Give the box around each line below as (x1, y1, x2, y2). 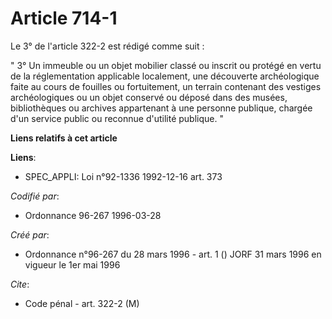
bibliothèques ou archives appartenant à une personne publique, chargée (10, 102, 313, 114)
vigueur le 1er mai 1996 (24, 258, 121, 271)
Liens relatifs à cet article (10, 132, 118, 144)
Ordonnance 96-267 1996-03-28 (24, 209, 162, 221)
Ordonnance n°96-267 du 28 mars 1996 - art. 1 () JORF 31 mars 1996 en (24, 248, 322, 260)
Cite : (10, 278, 30, 290)
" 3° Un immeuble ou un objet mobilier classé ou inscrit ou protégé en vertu (10, 59, 322, 71)
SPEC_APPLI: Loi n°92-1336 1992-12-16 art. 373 (24, 170, 223, 182)
